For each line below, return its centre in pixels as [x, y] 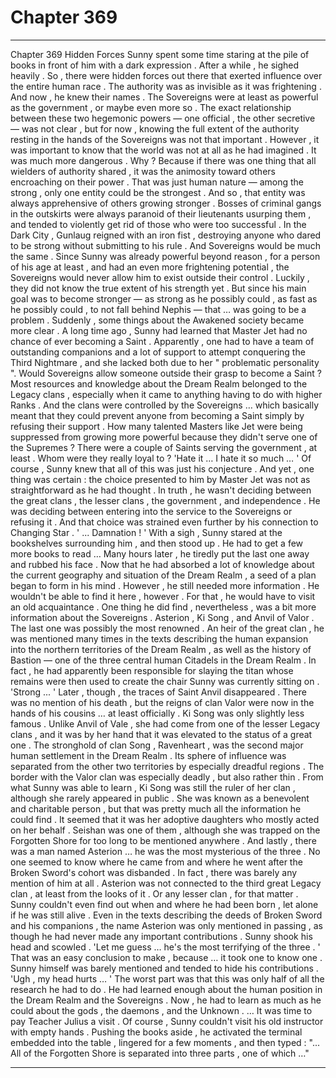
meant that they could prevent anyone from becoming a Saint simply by [157, 415]
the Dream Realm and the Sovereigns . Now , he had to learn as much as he [166, 1000]
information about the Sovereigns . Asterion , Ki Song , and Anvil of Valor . [162, 617]
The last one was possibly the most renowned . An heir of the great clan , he [167, 628]
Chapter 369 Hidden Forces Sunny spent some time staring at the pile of [160, 54]
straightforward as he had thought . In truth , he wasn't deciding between [161, 490]
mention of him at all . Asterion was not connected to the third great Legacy [166, 883]
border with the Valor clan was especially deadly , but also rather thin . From [167, 777]
